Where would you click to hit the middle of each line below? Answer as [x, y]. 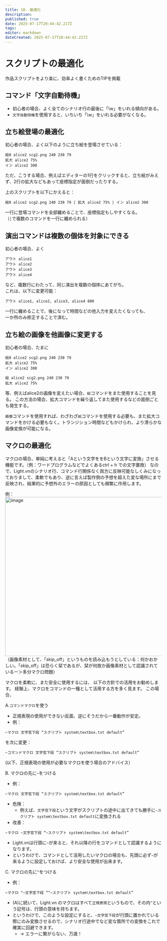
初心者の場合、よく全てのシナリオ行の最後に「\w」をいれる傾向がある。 [87, 108]
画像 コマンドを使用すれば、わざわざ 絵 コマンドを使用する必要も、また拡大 [80, 416]
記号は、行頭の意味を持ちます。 [49, 909]
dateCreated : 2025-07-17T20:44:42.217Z [46, 38]
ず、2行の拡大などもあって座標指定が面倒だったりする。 [63, 181]
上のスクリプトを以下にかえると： [40, 192]
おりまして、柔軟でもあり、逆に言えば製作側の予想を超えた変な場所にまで [85, 477]
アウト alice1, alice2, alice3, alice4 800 [50, 301]
